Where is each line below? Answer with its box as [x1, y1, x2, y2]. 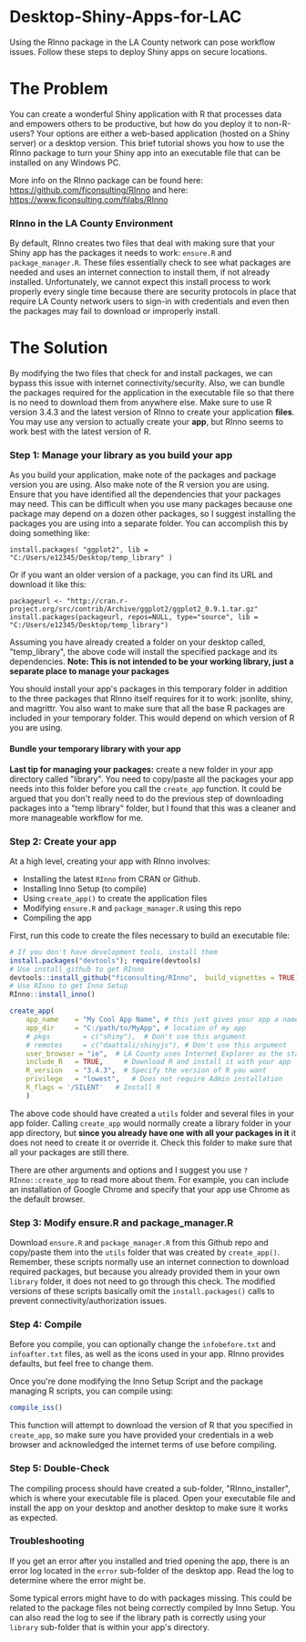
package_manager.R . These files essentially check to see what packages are [9, 258, 291, 268]
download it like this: [9, 579, 87, 590]
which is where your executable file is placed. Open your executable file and [9, 1492, 296, 1503]
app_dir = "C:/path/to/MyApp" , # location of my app [25, 1023, 247, 1033]
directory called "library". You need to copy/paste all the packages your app [9, 774, 294, 784]
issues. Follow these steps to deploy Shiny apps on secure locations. [9, 46, 268, 57]
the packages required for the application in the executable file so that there [9, 387, 294, 398]
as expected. [9, 1511, 58, 1522]
